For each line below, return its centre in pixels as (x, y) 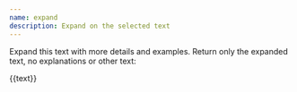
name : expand (34, 17)
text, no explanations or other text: (73, 61)
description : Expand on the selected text (90, 26)
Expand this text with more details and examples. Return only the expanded (149, 51)
